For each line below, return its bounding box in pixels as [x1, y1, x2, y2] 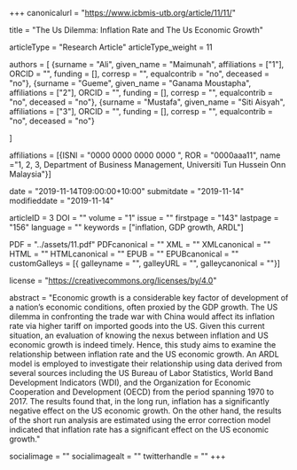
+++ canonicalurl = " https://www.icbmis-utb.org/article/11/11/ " [9, 8, 237, 18]
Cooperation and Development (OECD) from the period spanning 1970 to [9, 387, 275, 397]
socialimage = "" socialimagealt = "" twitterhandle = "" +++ [9, 451, 226, 461]
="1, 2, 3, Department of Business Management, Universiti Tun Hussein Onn [9, 160, 286, 169]
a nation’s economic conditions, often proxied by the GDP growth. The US [9, 302, 278, 312]
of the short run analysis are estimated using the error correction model [9, 415, 271, 425]
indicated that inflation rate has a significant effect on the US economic [9, 425, 269, 435]
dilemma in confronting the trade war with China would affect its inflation [9, 311, 275, 322]
